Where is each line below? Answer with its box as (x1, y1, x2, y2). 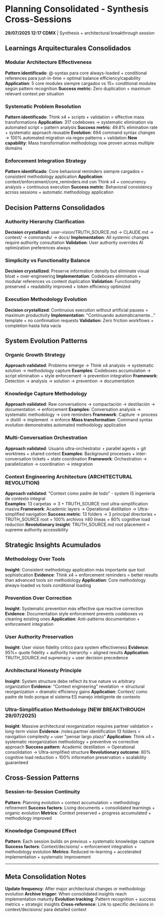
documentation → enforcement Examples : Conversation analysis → (5, 407, 141, 413)
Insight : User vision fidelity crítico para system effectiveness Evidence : (5, 644, 149, 651)
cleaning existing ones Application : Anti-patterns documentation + (5, 616, 140, 622)
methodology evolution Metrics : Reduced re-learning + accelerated (5, 849, 142, 854)
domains (5, 145, 23, 151)
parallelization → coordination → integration (5, 461, 93, 467)
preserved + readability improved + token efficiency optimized (5, 284, 131, 289)
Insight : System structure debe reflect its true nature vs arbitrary (5, 678, 136, 684)
